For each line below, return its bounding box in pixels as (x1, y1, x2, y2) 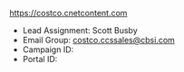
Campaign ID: (22, 44, 74, 55)
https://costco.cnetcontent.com (9, 8, 128, 18)
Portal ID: (22, 54, 58, 64)
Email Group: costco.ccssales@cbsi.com (22, 35, 175, 45)
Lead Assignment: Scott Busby (22, 25, 138, 35)
